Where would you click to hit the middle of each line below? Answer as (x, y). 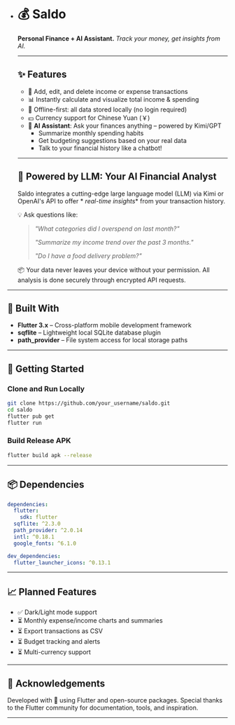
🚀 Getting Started (46, 368)
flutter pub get (31, 416)
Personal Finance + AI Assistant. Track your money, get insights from (119, 38)
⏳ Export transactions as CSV (60, 631)
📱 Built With (33, 308)
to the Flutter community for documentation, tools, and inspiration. (103, 708)
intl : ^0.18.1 (34, 537)
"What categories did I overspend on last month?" (107, 229)
